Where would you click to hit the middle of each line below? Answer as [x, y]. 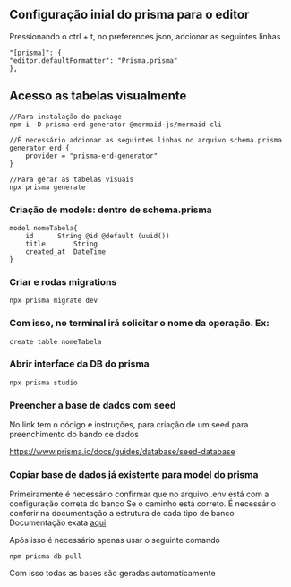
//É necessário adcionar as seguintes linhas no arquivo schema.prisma [145, 140]
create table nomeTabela [56, 341]
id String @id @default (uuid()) [98, 236]
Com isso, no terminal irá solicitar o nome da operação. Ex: [140, 324]
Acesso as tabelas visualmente [98, 96]
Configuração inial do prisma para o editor [129, 15]
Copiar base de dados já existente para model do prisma [134, 475]
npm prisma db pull [46, 557]
